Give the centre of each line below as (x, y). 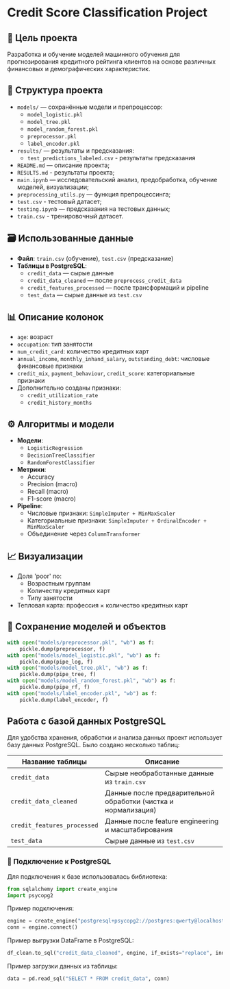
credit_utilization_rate (63, 396)
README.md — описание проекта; (63, 165)
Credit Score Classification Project (107, 13)
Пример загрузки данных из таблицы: (63, 966)
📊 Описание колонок (55, 317)
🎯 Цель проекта (42, 38)
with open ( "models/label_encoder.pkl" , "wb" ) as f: (82, 693)
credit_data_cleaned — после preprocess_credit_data (104, 280)
